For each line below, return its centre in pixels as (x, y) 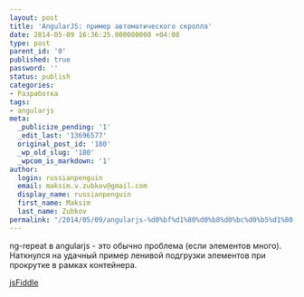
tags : (19, 102)
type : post (30, 43)
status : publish (40, 77)
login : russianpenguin (60, 177)
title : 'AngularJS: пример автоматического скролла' (111, 26)
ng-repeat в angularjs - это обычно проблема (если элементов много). (146, 245)
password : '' (34, 69)
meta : (19, 119)
